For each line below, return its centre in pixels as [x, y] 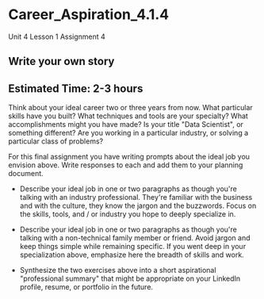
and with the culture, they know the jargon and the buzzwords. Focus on [138, 206]
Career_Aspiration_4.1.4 [88, 15]
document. [26, 174]
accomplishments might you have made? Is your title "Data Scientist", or [126, 125]
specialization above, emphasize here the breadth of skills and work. [132, 255]
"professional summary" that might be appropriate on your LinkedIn [130, 278]
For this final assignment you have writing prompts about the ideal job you [129, 157]
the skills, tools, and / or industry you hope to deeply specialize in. [128, 214]
